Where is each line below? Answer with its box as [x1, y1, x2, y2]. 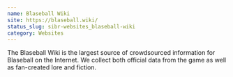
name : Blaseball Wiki [7, 10, 70, 17]
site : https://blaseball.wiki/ [7, 17, 98, 24]
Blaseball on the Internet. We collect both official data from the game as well [7, 56, 227, 65]
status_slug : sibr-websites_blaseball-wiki [7, 23, 136, 30]
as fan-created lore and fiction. [7, 63, 96, 71]
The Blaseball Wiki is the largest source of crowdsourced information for [7, 49, 216, 57]
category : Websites [7, 29, 64, 37]
